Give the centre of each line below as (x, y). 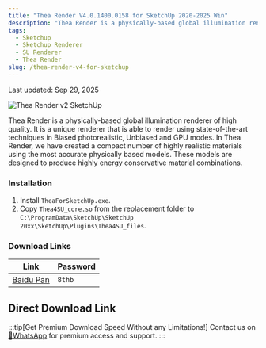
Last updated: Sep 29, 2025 (53, 90)
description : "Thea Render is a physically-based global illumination (127, 23)
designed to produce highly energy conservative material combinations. (125, 163)
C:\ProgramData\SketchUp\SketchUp (76, 218)
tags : (17, 30)
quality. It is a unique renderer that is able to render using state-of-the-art (128, 128)
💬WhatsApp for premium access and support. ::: (87, 336)
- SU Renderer (38, 52)
